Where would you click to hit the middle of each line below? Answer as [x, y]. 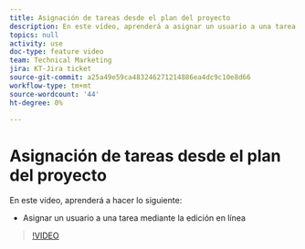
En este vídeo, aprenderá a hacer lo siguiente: [96, 201]
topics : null [34, 35]
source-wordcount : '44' [55, 94]
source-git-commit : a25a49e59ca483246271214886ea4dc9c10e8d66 [130, 78]
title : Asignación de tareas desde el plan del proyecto [120, 18]
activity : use [37, 43]
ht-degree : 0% [37, 103]
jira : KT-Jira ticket [51, 69]
